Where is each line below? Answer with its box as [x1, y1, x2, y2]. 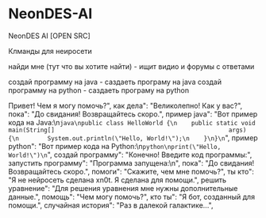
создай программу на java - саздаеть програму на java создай [8, 77, 222, 86]
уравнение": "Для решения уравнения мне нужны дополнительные [8, 183, 238, 193]
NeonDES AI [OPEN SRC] [8, 31, 91, 40]
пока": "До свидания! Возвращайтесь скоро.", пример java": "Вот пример [8, 109, 258, 119]
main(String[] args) [8, 126, 247, 134]
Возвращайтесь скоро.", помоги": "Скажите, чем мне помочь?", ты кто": [8, 166, 254, 176]
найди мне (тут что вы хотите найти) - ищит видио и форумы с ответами [8, 61, 255, 71]
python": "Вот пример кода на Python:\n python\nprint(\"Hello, [8, 141, 222, 151]
